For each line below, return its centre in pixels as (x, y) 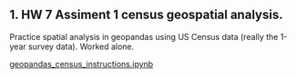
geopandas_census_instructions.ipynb (82, 63)
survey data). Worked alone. (81, 46)
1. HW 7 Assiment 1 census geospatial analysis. (147, 15)
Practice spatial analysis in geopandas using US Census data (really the (144, 36)
